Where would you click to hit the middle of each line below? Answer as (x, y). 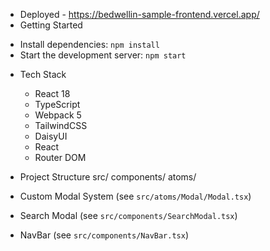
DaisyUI (51, 136)
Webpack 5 (58, 115)
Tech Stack (43, 74)
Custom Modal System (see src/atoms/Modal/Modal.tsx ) (135, 196)
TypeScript (57, 104)
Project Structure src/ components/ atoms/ (108, 177)
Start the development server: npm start (103, 55)
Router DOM (60, 157)
